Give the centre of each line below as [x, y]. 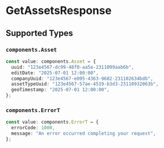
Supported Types [40, 33]
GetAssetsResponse [59, 11]
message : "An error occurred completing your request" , [84, 134]
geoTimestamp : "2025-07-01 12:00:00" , [61, 90]
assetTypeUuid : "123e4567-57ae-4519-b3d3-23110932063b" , [85, 84]
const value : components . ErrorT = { [52, 122]
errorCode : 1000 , [33, 128]
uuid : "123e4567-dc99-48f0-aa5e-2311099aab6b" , [73, 67]
